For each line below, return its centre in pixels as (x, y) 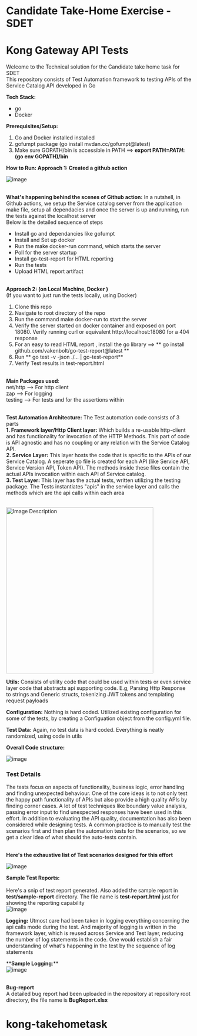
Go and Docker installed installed (55, 138)
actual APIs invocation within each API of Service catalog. (76, 474)
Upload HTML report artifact (49, 271)
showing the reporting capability (45, 903)
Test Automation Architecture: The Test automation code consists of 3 (93, 418)
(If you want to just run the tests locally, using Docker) (71, 295)
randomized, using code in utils (44, 736)
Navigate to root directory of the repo (60, 313)
